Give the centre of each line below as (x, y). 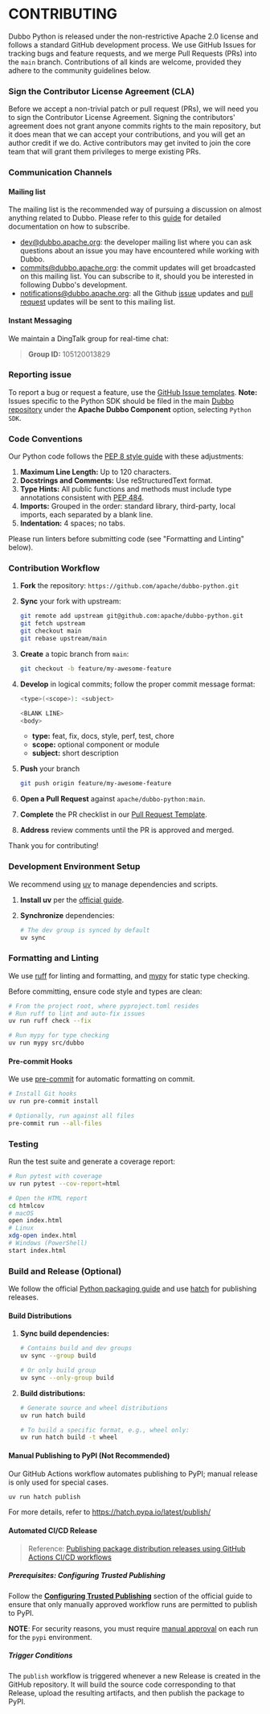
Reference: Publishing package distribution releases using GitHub (137, 1548)
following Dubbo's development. (74, 285)
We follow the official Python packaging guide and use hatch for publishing (133, 1289)
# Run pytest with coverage (55, 1176)
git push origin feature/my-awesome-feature (96, 784)
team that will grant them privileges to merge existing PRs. (104, 152)
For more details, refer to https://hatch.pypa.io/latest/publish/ (110, 1512)
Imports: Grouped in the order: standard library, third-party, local (127, 506)
